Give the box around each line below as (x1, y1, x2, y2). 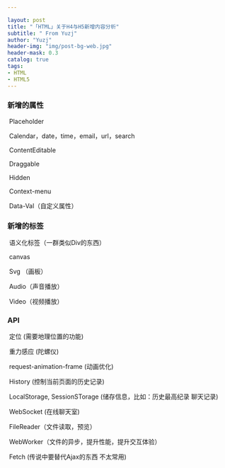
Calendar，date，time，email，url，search (8, 132, 136, 140)
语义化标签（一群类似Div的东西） (8, 239, 106, 247)
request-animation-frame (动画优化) (8, 363, 114, 371)
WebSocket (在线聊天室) (8, 408, 80, 416)
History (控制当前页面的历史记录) (8, 377, 105, 386)
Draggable (8, 159, 40, 168)
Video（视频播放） (8, 297, 64, 306)
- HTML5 (7, 76, 30, 83)
